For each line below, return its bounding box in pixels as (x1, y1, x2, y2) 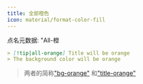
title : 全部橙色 (7, 10, 49, 17)
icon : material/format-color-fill (7, 16, 106, 23)
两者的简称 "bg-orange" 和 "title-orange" (23, 69, 136, 77)
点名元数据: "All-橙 (7, 36, 60, 44)
